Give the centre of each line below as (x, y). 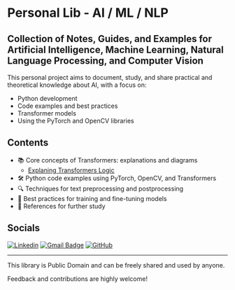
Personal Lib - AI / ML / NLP (88, 13)
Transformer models (47, 113)
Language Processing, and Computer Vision (106, 61)
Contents (28, 143)
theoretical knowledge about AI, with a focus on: (77, 85)
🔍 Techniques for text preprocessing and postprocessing (100, 188)
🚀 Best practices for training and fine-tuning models (92, 198)
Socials (24, 228)
